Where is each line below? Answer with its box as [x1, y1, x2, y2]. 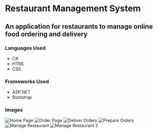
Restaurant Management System [5, 3, 141, 14]
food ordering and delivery [5, 30, 88, 38]
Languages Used [5, 44, 46, 51]
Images [5, 107, 23, 114]
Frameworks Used [5, 78, 50, 85]
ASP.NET [12, 89, 31, 95]
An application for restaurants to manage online [5, 22, 153, 31]
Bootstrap [12, 95, 32, 100]
